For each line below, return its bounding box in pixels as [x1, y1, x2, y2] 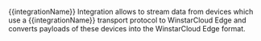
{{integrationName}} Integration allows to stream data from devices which [8, 7, 254, 16]
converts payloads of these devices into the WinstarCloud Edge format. [8, 24, 246, 33]
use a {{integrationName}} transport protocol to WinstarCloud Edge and [8, 15, 247, 25]
